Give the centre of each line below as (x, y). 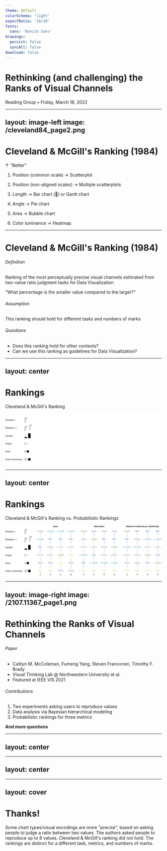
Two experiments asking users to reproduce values (65, 707)
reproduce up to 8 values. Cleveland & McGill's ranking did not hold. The (80, 838)
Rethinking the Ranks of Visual (70, 624)
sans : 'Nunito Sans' (31, 32)
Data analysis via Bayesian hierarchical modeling (62, 712)
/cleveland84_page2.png (45, 130)
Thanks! (23, 814)
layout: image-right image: (47, 595)
